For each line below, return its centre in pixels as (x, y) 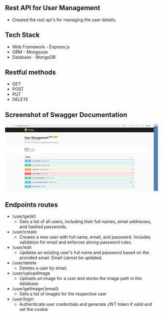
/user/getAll (24, 216)
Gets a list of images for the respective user (63, 294)
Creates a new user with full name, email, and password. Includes (85, 237)
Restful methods (31, 72)
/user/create (24, 232)
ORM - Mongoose (30, 52)
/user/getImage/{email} (35, 289)
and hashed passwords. (43, 227)
